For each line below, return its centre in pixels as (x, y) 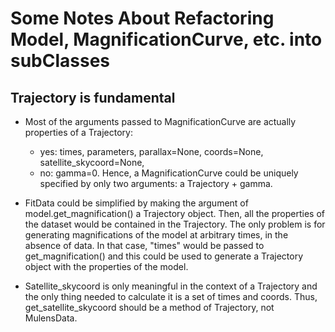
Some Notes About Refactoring (142, 18)
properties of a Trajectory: (78, 132)
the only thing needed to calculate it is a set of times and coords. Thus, (171, 296)
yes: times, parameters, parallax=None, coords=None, (151, 151)
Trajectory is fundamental (93, 97)
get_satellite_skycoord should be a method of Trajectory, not (149, 307)
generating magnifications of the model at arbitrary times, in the (156, 235)
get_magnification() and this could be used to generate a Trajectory (164, 256)
